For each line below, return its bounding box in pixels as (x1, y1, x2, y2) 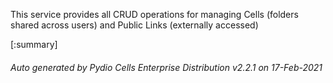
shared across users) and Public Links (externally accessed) (10, 19, 259, 31)
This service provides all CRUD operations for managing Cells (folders (10, 9, 299, 20)
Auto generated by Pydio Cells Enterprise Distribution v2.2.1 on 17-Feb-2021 (10, 61, 323, 73)
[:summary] (10, 39, 58, 50)
